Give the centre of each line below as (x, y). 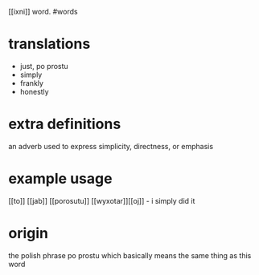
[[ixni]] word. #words (43, 12)
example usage (60, 179)
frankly (32, 83)
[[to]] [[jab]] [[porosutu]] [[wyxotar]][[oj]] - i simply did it (102, 200)
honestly (35, 91)
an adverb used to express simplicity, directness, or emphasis (111, 146)
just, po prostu (44, 66)
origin (28, 233)
